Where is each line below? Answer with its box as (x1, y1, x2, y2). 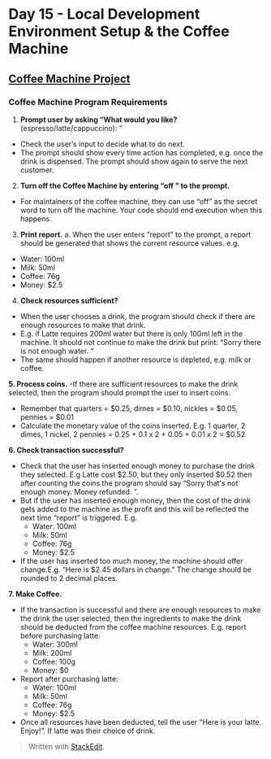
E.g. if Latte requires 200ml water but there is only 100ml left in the (19, 329, 243, 338)
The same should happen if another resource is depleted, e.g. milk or (19, 355, 252, 364)
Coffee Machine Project (8, 72, 131, 85)
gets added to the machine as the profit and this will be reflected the (19, 504, 249, 513)
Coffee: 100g (32, 656, 75, 666)
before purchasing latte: (19, 630, 101, 640)
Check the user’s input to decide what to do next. (19, 139, 185, 149)
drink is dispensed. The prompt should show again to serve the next (19, 156, 248, 166)
